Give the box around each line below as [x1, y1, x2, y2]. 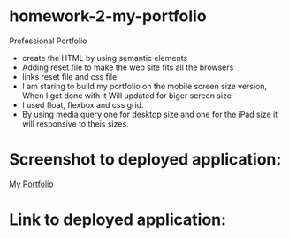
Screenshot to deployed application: [9, 150, 282, 170]
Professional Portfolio [9, 35, 87, 46]
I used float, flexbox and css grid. [21, 99, 144, 110]
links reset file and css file [21, 71, 118, 81]
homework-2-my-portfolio [9, 6, 207, 27]
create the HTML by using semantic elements [21, 52, 188, 63]
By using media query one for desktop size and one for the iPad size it [21, 109, 278, 119]
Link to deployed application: [9, 210, 227, 230]
